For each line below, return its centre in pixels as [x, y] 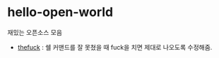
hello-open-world [60, 12]
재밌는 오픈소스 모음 [35, 32]
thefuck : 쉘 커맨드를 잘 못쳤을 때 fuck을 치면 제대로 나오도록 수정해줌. [115, 47]
